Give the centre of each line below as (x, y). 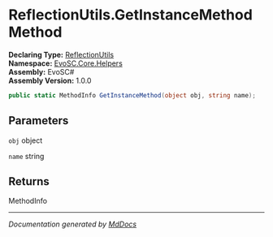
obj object (26, 140)
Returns (29, 181)
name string (26, 156)
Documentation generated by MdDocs (72, 224)
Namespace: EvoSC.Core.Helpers (66, 63)
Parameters (39, 121)
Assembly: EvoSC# (41, 71)
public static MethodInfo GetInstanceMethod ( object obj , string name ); (132, 95)
